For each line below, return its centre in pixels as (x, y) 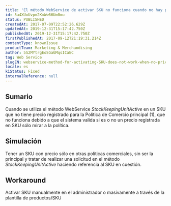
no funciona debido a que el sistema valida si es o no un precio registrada (83, 120)
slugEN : (13, 62)
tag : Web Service (24, 57)
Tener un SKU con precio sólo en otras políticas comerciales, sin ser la (79, 154)
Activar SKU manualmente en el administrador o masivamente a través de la (85, 193)
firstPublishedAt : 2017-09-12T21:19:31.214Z (53, 39)
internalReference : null (32, 76)
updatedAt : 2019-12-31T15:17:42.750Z (45, 29)
